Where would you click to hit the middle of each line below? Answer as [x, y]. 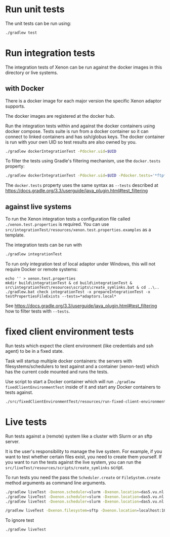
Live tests [26, 422]
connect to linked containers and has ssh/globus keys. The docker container [85, 137]
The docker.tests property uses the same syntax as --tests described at [82, 185]
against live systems [38, 207]
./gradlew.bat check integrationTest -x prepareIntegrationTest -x [78, 292]
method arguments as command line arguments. [56, 483]
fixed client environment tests [70, 332]
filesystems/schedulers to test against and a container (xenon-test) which [82, 366]
